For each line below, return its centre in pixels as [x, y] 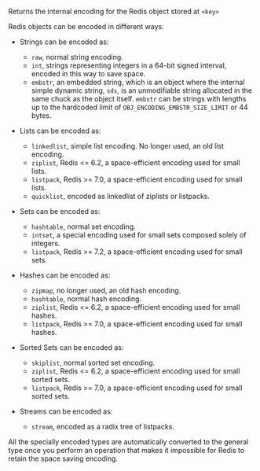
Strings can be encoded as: [64, 42]
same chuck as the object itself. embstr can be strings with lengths [139, 99]
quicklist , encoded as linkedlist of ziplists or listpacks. [121, 196]
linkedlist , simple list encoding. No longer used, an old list [127, 146]
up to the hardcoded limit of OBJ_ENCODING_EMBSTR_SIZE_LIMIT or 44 [140, 107]
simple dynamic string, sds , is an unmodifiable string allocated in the [142, 90]
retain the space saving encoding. [63, 458]
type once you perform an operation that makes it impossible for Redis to [126, 450]
